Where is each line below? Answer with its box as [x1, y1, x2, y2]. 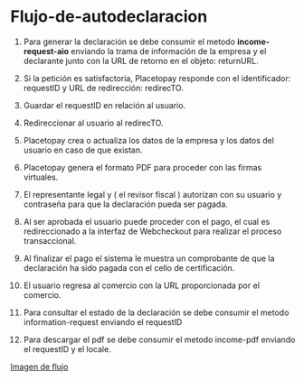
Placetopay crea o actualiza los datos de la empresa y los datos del [23, 135, 275, 145]
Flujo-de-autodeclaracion [10, 6, 208, 27]
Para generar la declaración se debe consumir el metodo [23, 36, 236, 47]
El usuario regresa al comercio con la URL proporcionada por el [23, 280, 261, 291]
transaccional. [23, 235, 77, 246]
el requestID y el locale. [23, 343, 111, 354]
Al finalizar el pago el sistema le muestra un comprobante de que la [23, 253, 275, 264]
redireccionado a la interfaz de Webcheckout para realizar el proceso [23, 226, 282, 237]
